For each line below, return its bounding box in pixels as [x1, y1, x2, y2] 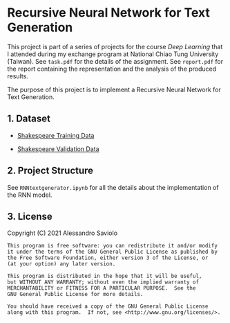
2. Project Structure [7, 165, 94, 177]
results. [7, 71, 29, 80]
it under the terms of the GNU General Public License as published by [7, 248, 218, 256]
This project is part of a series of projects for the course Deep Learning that [7, 42, 223, 51]
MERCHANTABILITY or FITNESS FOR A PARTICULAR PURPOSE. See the [7, 285, 196, 292]
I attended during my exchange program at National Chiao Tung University [7, 50, 219, 58]
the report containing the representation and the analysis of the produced [7, 64, 217, 73]
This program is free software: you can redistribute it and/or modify [7, 243, 218, 250]
